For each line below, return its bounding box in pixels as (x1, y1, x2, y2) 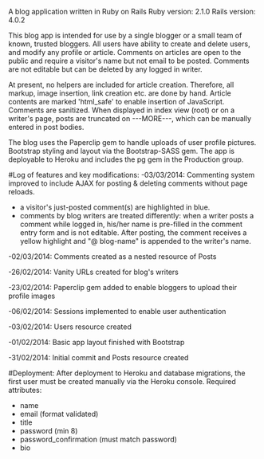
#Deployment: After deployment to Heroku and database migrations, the (8, 368, 246, 378)
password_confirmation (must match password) (19, 434, 178, 444)
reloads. (8, 187, 35, 196)
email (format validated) (19, 410, 99, 418)
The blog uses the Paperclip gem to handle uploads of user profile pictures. (8, 138, 257, 147)
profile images (8, 291, 56, 300)
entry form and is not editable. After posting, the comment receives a (19, 228, 247, 237)
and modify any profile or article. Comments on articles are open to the (8, 48, 242, 57)
